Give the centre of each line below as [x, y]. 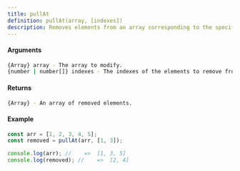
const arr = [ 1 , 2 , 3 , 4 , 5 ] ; [52, 134]
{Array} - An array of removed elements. [70, 103]
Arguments [25, 50]
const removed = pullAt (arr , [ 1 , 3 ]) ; [65, 141]
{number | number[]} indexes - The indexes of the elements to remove [115, 72]
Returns [20, 88]
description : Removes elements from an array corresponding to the [110, 27]
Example [21, 119]
